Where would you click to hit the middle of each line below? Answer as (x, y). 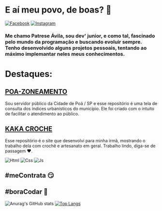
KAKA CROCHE (29, 129)
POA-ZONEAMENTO (36, 92)
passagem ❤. (19, 151)
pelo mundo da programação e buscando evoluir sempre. (74, 42)
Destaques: (29, 74)
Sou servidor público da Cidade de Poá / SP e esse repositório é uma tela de (81, 103)
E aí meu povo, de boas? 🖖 (58, 10)
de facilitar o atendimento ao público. (42, 114)
